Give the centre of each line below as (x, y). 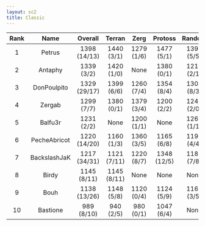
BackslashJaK (51, 157)
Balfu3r (51, 122)
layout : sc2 (21, 12)
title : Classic (26, 18)
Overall (88, 38)
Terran (116, 38)
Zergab (50, 105)
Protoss (164, 38)
